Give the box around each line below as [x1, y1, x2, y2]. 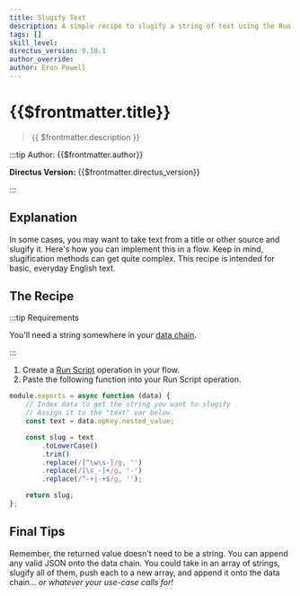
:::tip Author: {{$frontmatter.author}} [9, 149, 144, 160]
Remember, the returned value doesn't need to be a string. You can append [9, 547, 289, 558]
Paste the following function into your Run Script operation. [22, 374, 242, 385]
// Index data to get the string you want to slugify [25, 400, 231, 409]
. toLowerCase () [41, 441, 99, 450]
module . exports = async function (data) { [9, 392, 171, 401]
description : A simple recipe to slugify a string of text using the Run [9, 22, 292, 31]
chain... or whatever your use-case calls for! [9, 576, 173, 587]
